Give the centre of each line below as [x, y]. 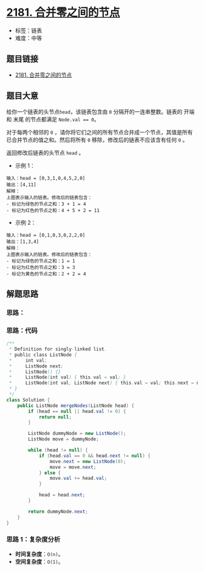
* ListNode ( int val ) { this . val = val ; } [67, 377]
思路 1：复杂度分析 [33, 539]
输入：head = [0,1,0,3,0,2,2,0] [46, 235]
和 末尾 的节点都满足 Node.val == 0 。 [53, 119]
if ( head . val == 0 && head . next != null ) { [94, 456]
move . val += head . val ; [78, 478]
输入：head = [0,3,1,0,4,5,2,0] [46, 178]
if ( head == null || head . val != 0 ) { [77, 411]
